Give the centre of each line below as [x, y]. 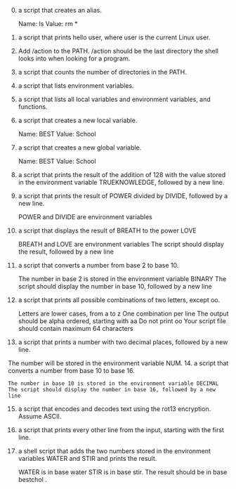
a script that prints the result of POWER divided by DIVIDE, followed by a [123, 196]
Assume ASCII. [40, 416]
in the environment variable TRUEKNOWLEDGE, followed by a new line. [121, 182]
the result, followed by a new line [66, 252]
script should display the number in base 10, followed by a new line [115, 286]
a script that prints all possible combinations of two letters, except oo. [119, 300]
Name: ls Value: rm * [48, 24]
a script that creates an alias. [60, 10]
